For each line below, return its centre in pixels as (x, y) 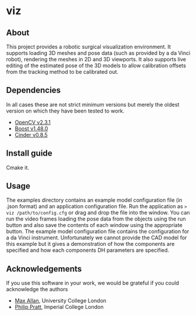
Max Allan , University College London (61, 301)
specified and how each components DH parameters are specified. (88, 250)
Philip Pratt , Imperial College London (59, 307)
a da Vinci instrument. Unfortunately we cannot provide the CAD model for (97, 238)
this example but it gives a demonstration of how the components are (91, 244)
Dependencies (33, 90)
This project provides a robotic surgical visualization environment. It (89, 47)
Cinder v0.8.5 (31, 134)
